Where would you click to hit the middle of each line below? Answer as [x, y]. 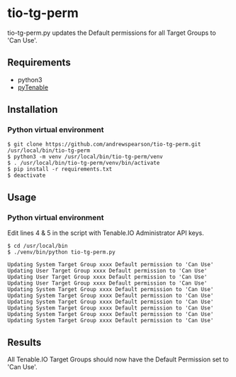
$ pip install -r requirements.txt [60, 169]
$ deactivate [27, 175]
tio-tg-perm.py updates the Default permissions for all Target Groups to [112, 33]
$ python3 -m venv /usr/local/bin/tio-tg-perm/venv [85, 157]
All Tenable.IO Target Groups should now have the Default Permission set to [118, 359]
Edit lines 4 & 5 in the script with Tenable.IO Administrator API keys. [106, 233]
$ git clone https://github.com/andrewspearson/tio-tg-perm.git [104, 144]
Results [24, 342]
